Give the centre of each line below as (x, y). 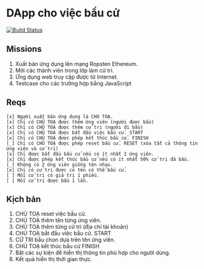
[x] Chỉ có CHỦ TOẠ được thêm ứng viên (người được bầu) (80, 122)
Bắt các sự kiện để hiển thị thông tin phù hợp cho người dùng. (93, 253)
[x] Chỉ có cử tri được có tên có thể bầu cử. (67, 170)
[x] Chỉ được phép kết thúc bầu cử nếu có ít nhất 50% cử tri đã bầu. (98, 159)
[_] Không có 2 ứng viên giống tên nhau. (60, 165)
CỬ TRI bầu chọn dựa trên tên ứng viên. (65, 240)
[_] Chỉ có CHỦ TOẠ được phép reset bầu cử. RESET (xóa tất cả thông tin (102, 143)
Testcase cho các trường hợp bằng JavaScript (73, 83)
